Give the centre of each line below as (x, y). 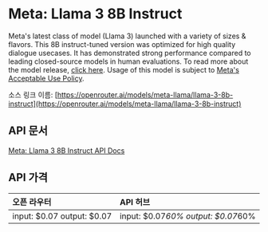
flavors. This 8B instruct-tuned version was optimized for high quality (122, 44)
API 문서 (28, 131)
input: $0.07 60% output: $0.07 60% (187, 216)
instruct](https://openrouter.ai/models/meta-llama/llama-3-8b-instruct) (125, 104)
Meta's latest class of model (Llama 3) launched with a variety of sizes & (127, 36)
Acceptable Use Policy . (46, 78)
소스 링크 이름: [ (33, 94)
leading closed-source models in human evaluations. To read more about (128, 61)
